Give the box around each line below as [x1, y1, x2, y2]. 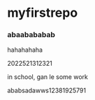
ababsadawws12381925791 [7, 86, 86, 95]
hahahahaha [7, 45, 43, 54]
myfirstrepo [7, 5, 78, 21]
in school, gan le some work [7, 73, 89, 81]
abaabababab [7, 30, 56, 40]
